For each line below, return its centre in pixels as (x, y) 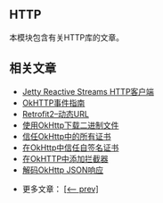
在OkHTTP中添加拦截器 (65, 158)
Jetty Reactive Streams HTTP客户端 (88, 91)
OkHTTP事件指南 (53, 103)
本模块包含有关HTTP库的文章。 (67, 37)
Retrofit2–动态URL (55, 114)
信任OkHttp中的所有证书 (66, 136)
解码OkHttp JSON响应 (63, 170)
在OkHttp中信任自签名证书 (70, 148)
